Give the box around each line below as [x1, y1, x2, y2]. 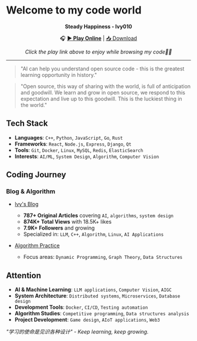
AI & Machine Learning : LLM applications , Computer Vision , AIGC [14, 286, 172, 293]
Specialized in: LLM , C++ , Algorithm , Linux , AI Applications [23, 231, 164, 238]
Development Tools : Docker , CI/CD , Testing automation [14, 303, 148, 311]
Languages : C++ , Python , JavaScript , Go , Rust [14, 134, 123, 141]
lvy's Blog [14, 201, 39, 208]
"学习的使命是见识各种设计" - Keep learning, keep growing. [6, 328, 149, 335]
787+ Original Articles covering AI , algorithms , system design [23, 212, 174, 219]
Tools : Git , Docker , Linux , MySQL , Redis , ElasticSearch [14, 146, 144, 153]
